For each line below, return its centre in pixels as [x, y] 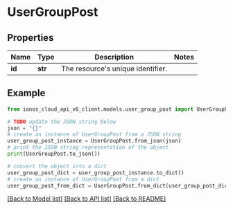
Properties [31, 38]
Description [114, 57]
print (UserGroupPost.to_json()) [54, 154]
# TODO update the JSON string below [62, 122]
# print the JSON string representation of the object [88, 147]
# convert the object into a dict [57, 166]
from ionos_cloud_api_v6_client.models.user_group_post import [101, 109]
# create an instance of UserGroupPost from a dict [83, 179]
